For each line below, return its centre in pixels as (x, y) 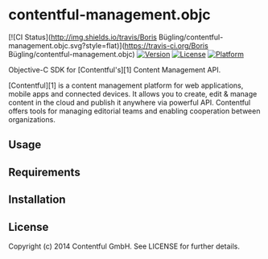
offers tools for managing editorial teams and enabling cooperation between (134, 111)
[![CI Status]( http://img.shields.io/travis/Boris (82, 37)
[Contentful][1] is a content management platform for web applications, (126, 85)
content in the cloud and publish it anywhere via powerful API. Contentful (130, 102)
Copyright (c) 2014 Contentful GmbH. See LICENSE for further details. (124, 246)
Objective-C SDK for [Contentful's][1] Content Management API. (115, 69)
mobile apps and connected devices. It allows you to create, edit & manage (133, 93)
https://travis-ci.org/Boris (167, 45)
